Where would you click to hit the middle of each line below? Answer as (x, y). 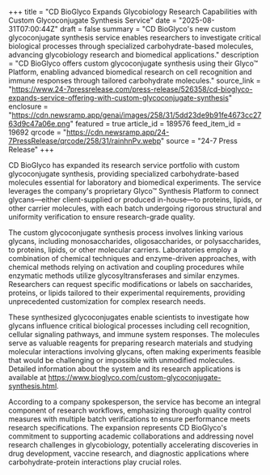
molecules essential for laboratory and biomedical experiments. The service (135, 182)
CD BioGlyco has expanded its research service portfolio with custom (124, 165)
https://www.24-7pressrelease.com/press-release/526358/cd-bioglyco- (132, 89)
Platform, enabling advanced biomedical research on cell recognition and (130, 72)
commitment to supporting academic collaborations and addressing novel (131, 436)
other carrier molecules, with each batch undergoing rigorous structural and (135, 208)
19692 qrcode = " (38, 132)
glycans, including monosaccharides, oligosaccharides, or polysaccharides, (135, 241)
